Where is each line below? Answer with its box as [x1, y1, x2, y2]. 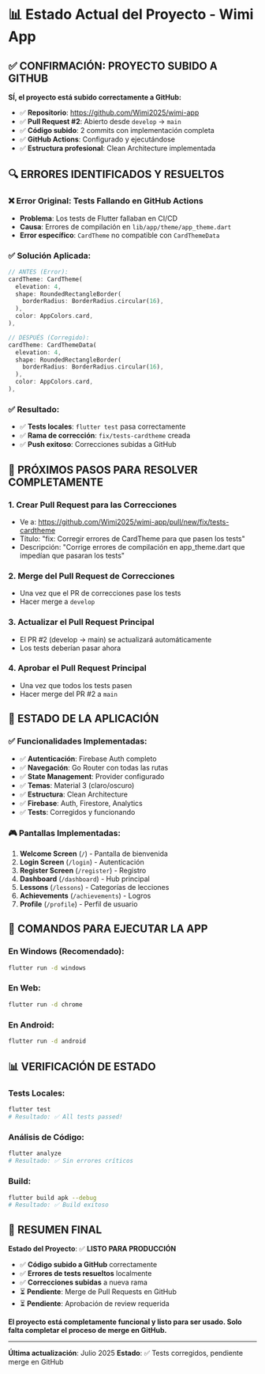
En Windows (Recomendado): [8, 946, 125, 957]
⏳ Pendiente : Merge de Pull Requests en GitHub [19, 1287, 177, 1296]
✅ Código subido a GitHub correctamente [19, 1260, 158, 1270]
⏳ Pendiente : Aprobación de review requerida [19, 1299, 170, 1308]
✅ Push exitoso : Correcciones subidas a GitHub [19, 440, 177, 449]
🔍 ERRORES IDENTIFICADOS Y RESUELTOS [8, 168, 225, 181]
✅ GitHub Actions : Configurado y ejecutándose [19, 134, 176, 144]
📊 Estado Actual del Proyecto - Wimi [8, 6, 254, 24]
